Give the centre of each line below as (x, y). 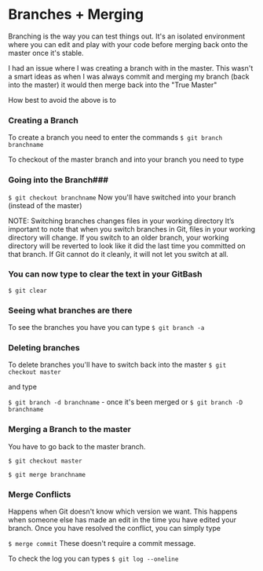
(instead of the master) (45, 205)
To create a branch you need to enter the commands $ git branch (115, 137)
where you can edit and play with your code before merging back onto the (128, 44)
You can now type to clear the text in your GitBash (105, 274)
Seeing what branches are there (70, 310)
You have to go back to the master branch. (77, 446)
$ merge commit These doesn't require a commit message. (102, 544)
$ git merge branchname (47, 474)
